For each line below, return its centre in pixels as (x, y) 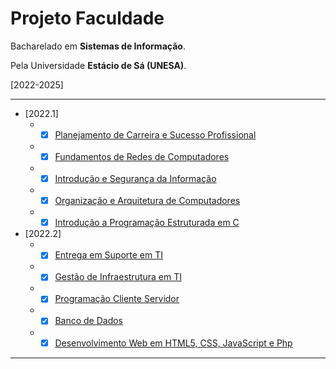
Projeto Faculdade (87, 18)
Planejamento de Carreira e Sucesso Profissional (155, 134)
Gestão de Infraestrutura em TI (118, 277)
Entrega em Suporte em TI (109, 255)
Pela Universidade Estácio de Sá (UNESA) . (98, 65)
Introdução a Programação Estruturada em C (147, 223)
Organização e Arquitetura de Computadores (147, 201)
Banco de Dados (88, 321)
